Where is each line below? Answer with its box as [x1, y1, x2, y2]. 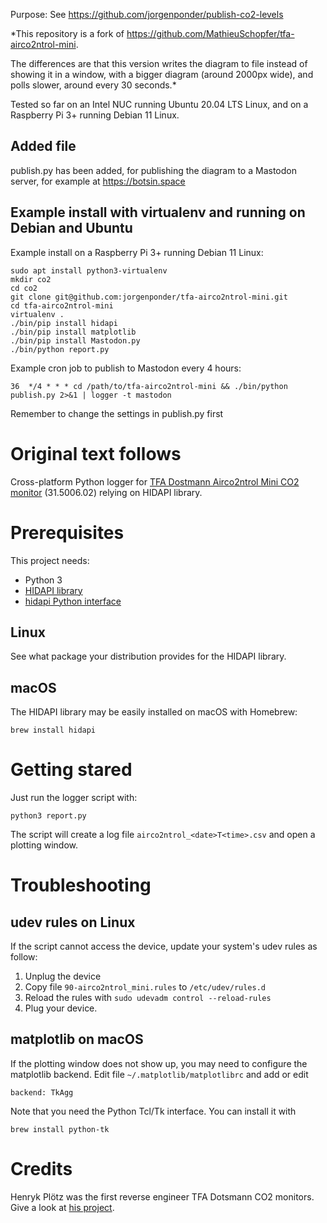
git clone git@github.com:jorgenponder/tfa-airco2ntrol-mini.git [10, 292, 288, 302]
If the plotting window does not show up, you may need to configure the [10, 1057, 308, 1069]
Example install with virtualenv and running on [10, 204, 306, 221]
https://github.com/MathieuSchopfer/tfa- [126, 28, 295, 39]
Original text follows [10, 442, 182, 465]
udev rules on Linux [10, 914, 136, 931]
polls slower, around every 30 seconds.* [10, 79, 177, 91]
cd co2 [10, 283, 38, 293]
